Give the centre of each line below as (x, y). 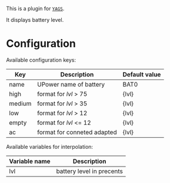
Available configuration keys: (41, 60)
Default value (142, 74)
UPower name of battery (71, 84)
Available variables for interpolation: (49, 147)
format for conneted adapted (77, 132)
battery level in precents (90, 171)
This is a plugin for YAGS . (35, 9)
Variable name (30, 161)
